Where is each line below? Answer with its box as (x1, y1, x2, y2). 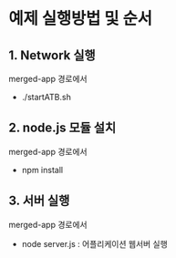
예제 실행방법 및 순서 (8, 8, 152, 29)
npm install (21, 164, 64, 175)
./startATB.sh (21, 92, 72, 102)
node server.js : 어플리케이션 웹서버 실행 (21, 238, 168, 249)
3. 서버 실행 (8, 193, 70, 209)
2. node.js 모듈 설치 (8, 120, 116, 136)
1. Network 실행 (8, 47, 97, 63)
